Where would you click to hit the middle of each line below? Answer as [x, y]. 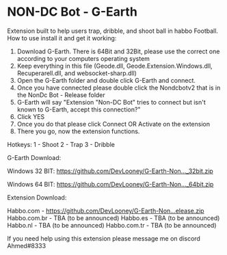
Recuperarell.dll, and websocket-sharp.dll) [77, 73]
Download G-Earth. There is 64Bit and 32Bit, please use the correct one [118, 51]
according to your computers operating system [83, 58]
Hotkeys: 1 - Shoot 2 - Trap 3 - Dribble [61, 144]
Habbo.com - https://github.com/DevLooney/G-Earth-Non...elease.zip [106, 211]
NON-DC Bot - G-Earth [72, 12]
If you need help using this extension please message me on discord [104, 238]
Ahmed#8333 [27, 245]
